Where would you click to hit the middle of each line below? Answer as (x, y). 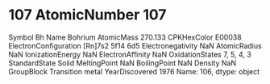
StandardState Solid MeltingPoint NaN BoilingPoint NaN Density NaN (122, 63)
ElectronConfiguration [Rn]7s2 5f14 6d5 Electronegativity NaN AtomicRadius (135, 45)
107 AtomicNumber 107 (87, 15)
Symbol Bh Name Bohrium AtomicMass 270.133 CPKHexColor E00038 (125, 37)
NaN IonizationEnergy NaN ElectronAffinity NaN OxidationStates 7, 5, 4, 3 (130, 54)
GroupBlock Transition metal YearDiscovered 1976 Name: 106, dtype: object (134, 71)
